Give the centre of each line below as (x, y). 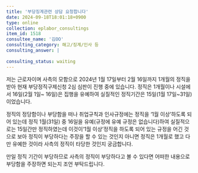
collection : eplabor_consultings (48, 28)
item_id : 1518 (24, 34)
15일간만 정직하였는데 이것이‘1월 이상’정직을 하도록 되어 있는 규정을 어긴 (100, 129)
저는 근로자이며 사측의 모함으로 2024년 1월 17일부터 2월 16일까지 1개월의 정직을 (98, 79)
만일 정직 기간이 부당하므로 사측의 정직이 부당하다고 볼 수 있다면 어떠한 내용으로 (98, 156)
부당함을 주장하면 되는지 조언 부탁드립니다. (56, 163)
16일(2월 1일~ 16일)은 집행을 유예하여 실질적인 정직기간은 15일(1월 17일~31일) (102, 94)
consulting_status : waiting (41, 61)
